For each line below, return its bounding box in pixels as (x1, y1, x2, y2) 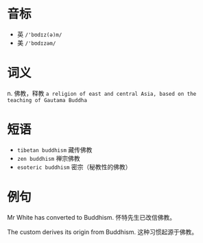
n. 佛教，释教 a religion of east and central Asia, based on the (7, 89, 197, 97)
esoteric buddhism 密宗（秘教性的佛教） (16, 162, 132, 171)
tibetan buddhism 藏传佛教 (16, 145, 93, 154)
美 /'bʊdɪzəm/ (16, 38, 56, 47)
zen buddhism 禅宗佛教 (16, 154, 80, 162)
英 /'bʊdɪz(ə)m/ (16, 30, 62, 38)
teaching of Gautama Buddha (7, 97, 88, 103)
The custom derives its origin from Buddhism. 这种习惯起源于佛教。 (7, 227, 198, 236)
